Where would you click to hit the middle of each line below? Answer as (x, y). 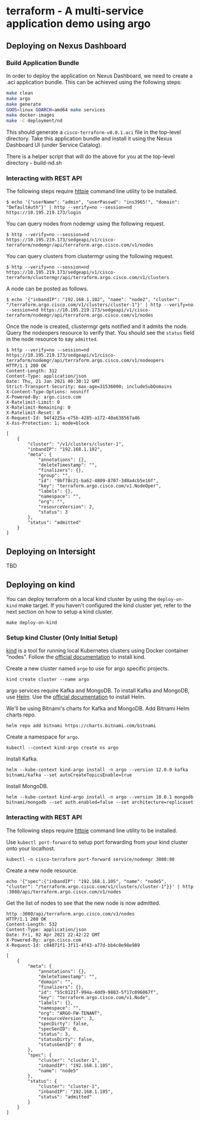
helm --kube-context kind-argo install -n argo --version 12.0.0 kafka (97, 770)
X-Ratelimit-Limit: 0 (33, 402)
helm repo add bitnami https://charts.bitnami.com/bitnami (81, 726)
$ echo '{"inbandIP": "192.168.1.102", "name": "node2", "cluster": (93, 300)
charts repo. (21, 715)
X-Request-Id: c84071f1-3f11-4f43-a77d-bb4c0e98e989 (73, 945)
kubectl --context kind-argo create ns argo (62, 748)
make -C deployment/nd (34, 121)
